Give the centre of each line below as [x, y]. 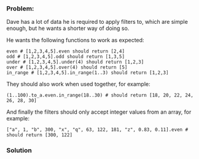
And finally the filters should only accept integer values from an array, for [99, 112]
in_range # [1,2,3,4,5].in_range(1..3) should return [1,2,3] [88, 73]
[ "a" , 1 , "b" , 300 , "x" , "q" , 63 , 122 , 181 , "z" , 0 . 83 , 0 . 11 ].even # [97, 130]
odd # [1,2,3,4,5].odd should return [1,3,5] [65, 57]
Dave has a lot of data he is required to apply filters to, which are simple [97, 22]
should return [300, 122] [39, 135]
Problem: [20, 9]
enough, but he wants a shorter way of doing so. [68, 28]
